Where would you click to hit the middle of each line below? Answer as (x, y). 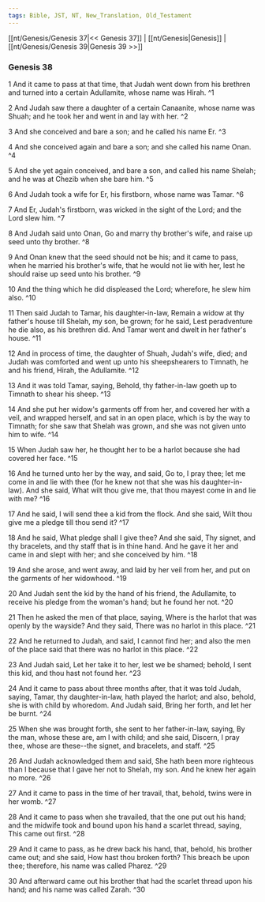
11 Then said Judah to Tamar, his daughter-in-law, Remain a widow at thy (126, 312)
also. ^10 (22, 297)
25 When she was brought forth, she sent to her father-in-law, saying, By (127, 729)
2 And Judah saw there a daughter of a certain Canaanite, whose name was (132, 108)
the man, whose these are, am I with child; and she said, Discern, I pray (124, 737)
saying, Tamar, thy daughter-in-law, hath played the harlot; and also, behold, (132, 696)
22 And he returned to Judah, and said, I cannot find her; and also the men (129, 640)
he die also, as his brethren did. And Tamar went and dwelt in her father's (127, 330)
